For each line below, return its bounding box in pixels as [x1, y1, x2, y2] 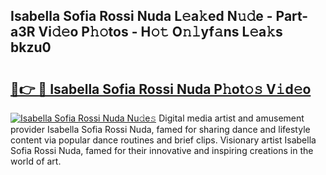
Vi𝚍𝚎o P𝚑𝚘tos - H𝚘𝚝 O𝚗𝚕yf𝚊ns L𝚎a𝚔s [38, 24, 283, 41]
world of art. [10, 155, 62, 167]
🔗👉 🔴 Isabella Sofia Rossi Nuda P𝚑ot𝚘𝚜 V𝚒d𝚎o [10, 80, 312, 98]
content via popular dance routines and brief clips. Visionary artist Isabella [10, 134, 317, 146]
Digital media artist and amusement [158, 112, 305, 124]
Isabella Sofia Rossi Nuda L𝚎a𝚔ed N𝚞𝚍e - [10, 8, 273, 25]
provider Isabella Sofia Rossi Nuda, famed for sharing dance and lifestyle [10, 124, 311, 135]
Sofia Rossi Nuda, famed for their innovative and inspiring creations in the [10, 145, 314, 156]
